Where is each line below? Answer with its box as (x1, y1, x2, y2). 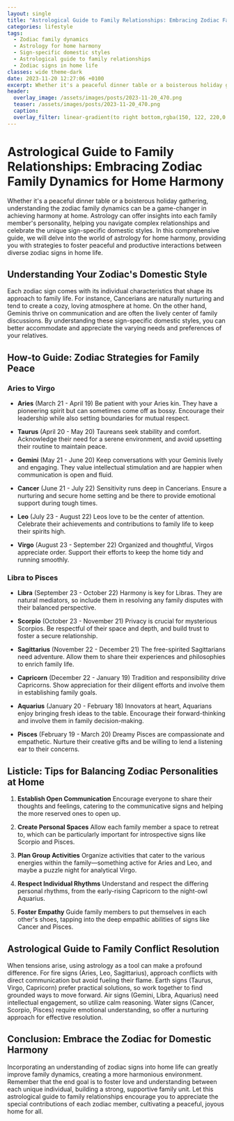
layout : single (7, 10, 52, 17)
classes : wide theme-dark (7, 68, 82, 75)
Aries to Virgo (7, 383, 56, 393)
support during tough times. (17, 499, 98, 507)
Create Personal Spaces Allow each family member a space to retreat (17, 823, 219, 831)
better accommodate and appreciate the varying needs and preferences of (7, 324, 222, 332)
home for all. (7, 1107, 44, 1115)
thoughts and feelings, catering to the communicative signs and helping (17, 802, 224, 810)
